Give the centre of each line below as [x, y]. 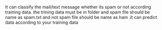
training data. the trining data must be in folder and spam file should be [78, 12]
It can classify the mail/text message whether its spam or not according [78, 7]
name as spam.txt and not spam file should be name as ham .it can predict [81, 17]
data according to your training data [42, 22]
